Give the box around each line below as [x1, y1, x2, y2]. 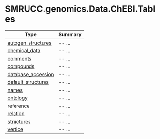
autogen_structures [7, 39, 52, 46]
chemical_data [7, 47, 41, 54]
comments [7, 55, 32, 62]
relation [7, 110, 25, 117]
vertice [7, 126, 23, 133]
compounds [7, 63, 35, 70]
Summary [58, 31, 82, 38]
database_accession [7, 71, 54, 77]
